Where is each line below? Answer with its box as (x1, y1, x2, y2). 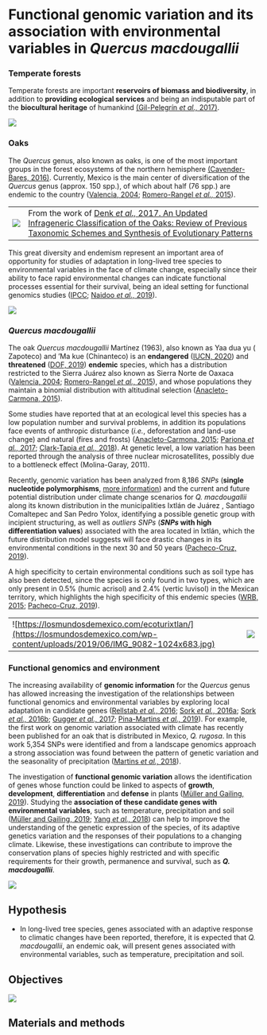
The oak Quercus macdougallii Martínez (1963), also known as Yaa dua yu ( (8, 343, 256, 353)
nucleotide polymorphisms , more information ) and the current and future (8, 484, 250, 494)
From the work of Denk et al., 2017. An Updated (28, 207, 208, 218)
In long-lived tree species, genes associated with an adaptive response (19, 924, 253, 934)
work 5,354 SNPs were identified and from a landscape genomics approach (8, 740, 257, 749)
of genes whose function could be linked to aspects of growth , (8, 780, 215, 790)
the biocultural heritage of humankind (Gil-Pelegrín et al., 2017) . (8, 103, 220, 112)
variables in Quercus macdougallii (8, 40, 240, 57)
